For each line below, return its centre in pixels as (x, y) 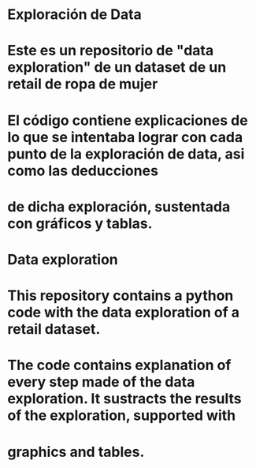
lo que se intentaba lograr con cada (125, 137)
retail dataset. (54, 329)
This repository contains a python (121, 296)
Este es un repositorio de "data (111, 51)
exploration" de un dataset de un (117, 67)
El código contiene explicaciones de (128, 120)
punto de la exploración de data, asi (126, 154)
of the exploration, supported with (122, 416)
